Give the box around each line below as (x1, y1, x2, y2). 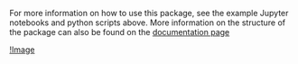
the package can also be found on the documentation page (9, 27, 230, 37)
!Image (9, 44, 35, 55)
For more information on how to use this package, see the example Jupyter (9, 8, 289, 18)
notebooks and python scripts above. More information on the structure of (9, 17, 286, 28)
